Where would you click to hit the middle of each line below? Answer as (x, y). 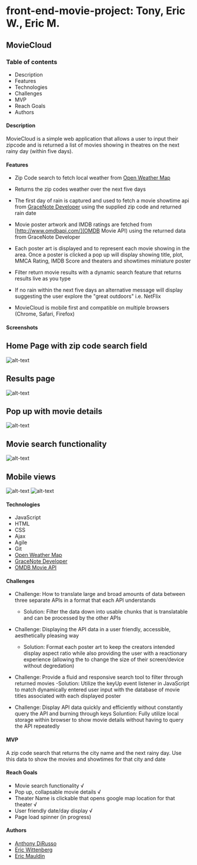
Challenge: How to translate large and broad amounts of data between (100, 594)
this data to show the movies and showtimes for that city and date (86, 759)
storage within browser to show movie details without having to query (99, 720)
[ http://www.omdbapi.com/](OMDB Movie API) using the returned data (100, 231)
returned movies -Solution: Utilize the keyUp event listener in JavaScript (102, 684)
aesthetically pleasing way (47, 636)
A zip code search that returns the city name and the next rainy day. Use (94, 753)
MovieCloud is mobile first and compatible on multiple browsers (92, 308)
